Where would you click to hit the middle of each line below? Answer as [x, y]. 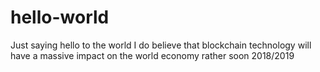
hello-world [60, 17]
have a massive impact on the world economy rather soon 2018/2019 [152, 55]
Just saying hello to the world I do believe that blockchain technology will [161, 45]
